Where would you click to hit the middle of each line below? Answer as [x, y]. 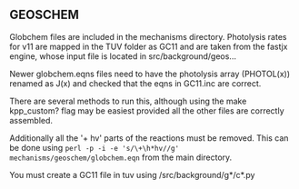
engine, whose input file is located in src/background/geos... [123, 56]
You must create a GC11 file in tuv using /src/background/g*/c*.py [132, 174]
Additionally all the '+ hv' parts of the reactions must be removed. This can [149, 138]
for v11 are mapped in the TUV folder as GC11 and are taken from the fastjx [149, 46]
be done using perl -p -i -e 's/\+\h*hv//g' [95, 147]
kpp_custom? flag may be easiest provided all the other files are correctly [147, 110]
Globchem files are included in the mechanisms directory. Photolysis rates [148, 36]
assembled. [31, 120]
